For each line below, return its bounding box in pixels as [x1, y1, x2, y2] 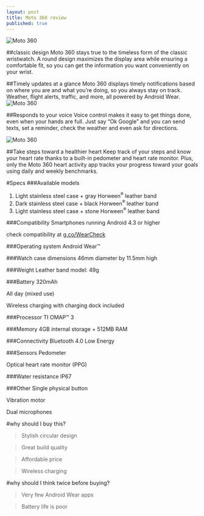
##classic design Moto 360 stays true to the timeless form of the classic [6, 49, 188, 56]
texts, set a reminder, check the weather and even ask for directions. [6, 125, 178, 132]
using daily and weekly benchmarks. [6, 167, 99, 175]
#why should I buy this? [6, 420, 66, 427]
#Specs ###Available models [6, 180, 80, 187]
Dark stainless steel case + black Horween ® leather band [15, 199, 159, 207]
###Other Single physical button [6, 385, 88, 392]
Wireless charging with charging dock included [6, 302, 125, 309]
